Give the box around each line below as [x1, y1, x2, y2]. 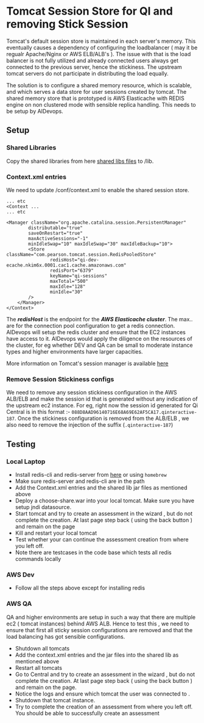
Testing [6, 439, 36, 449]
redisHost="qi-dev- [49, 257, 99, 263]
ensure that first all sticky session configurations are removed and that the [6, 626, 193, 633]
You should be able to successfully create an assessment [15, 709, 160, 717]
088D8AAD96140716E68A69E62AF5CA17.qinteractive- [71, 410, 197, 416]
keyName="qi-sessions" [49, 272, 108, 279]
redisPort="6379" [49, 267, 94, 274]
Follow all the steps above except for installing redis [15, 584, 145, 592]
